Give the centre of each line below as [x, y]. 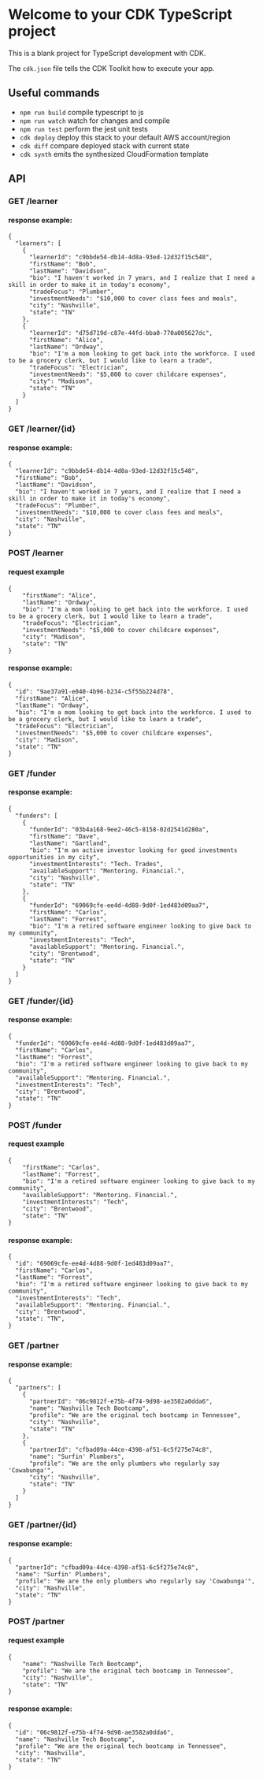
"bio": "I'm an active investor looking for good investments [133, 850]
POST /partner [37, 1621]
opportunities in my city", [54, 857]
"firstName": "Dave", [65, 836]
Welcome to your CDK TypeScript [120, 15]
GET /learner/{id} [42, 429]
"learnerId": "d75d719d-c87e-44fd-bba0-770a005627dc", [121, 333]
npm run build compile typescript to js [81, 112]
